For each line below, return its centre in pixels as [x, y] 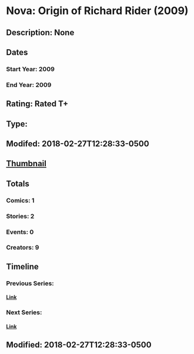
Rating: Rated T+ [37, 104]
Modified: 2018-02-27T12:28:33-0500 [79, 345]
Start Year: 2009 [30, 69]
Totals [18, 183]
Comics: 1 [20, 200]
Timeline [23, 266]
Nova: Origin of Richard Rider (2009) [97, 11]
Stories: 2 [20, 216]
